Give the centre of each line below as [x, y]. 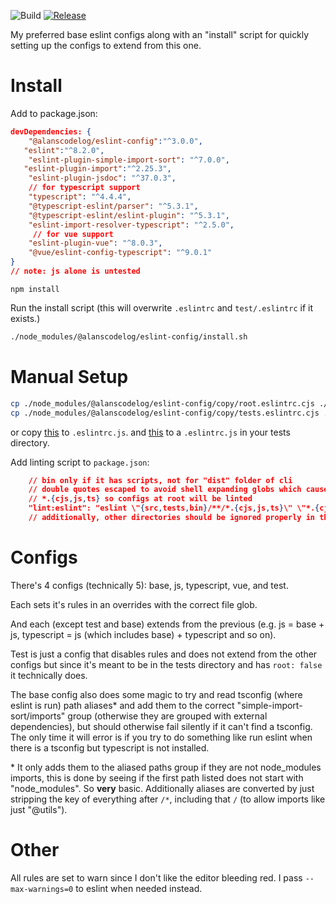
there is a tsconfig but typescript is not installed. [110, 747]
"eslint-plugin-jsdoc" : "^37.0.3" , [102, 178]
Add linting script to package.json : [80, 462]
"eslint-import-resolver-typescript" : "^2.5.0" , [131, 225]
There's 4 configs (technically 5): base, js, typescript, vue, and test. [149, 585]
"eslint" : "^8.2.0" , [64, 150]
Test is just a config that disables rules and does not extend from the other [164, 654]
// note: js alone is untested [75, 271]
